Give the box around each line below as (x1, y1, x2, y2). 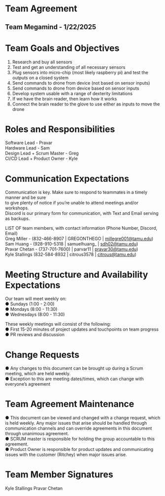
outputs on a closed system (12, 75, 69, 81)
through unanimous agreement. (5, 431, 69, 437)
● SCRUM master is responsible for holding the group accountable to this (5, 436, 155, 442)
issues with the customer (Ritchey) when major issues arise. (5, 451, 127, 458)
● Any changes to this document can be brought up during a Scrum (5, 365, 143, 371)
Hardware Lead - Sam (5, 145, 50, 151)
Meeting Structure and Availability (5, 269, 148, 280)
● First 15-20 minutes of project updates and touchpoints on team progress (5, 326, 159, 332)
